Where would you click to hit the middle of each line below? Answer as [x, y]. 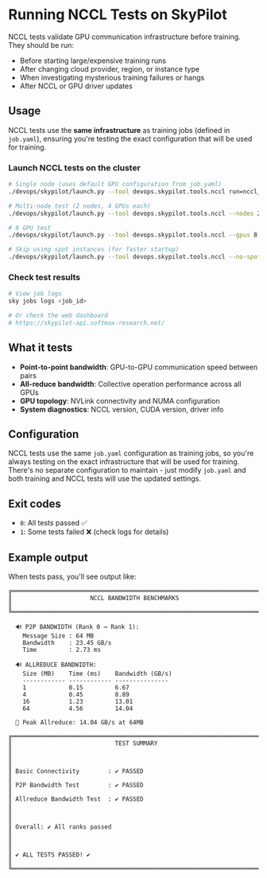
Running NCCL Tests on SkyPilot [118, 15]
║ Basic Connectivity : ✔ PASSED [76, 771]
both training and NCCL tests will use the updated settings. [104, 478]
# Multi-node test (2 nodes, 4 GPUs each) [79, 206]
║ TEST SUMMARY [83, 743]
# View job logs [35, 294]
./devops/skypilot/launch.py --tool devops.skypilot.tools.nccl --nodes [131, 213]
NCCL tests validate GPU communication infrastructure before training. [124, 37]
